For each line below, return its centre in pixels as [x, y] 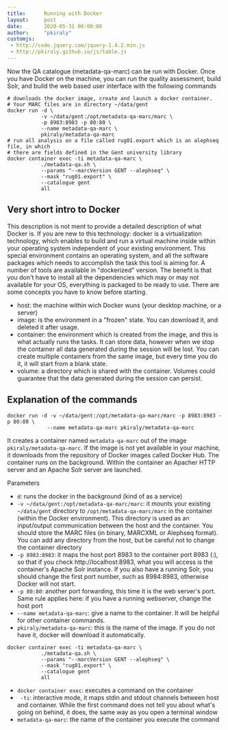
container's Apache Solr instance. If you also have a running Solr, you [115, 569]
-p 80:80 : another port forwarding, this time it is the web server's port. [116, 591]
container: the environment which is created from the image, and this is [117, 334]
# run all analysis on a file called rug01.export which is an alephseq [113, 140]
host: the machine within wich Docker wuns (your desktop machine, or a [119, 305]
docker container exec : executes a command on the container [105, 690]
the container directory [49, 547]
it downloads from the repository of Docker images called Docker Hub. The [113, 455]
